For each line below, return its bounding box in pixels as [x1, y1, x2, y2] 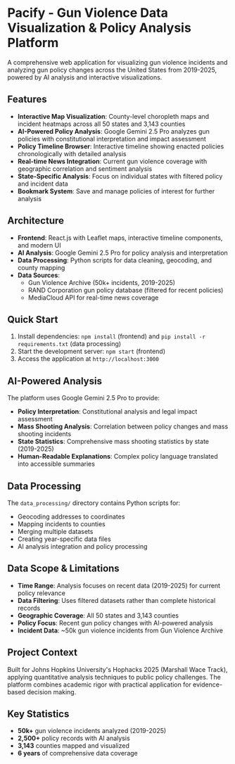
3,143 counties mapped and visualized [17, 741, 130, 750]
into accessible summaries [17, 459, 95, 469]
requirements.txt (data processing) [17, 340, 122, 348]
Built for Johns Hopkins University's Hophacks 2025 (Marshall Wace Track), [7, 665, 228, 673]
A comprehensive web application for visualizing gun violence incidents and [7, 58, 228, 66]
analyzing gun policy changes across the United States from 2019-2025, [7, 65, 217, 74]
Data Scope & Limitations [7, 563, 120, 575]
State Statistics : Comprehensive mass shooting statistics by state [17, 438, 210, 446]
